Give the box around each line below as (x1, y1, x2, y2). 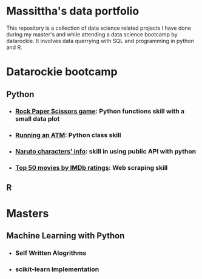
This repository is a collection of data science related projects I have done (6, 24, 191, 32)
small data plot (15, 115, 60, 123)
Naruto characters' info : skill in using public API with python (15, 147, 197, 156)
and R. (6, 44, 22, 51)
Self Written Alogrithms (15, 249, 87, 257)
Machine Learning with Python (6, 230, 125, 241)
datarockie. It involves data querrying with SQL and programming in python (6, 37, 194, 44)
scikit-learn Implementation (15, 265, 99, 274)
